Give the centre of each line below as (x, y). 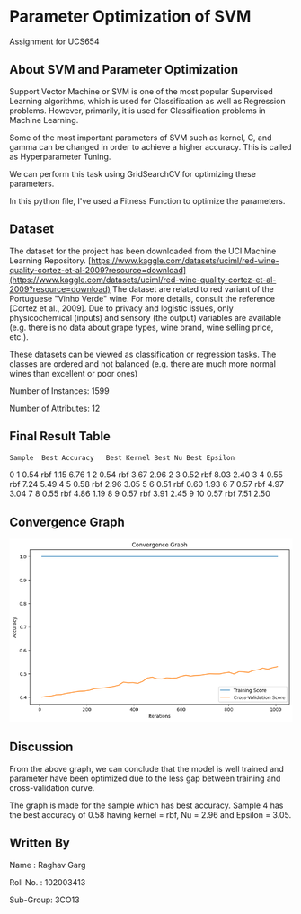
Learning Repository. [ (50, 260)
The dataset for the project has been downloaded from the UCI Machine (143, 251)
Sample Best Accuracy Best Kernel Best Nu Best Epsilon (122, 458)
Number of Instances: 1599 (59, 390)
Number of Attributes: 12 (55, 408)
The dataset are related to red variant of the (193, 288)
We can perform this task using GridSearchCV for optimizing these (133, 173)
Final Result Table (60, 436)
